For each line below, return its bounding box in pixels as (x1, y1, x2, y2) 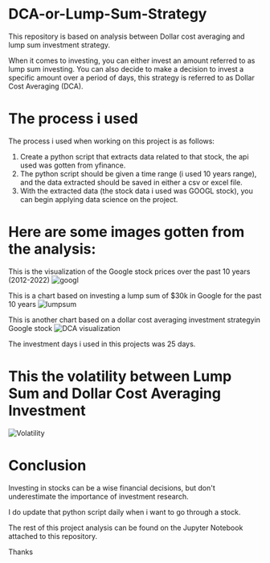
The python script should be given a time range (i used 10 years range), (19, 168, 257, 178)
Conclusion (8, 456, 87, 474)
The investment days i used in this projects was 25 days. (8, 339, 196, 349)
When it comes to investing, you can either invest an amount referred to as (8, 56, 256, 65)
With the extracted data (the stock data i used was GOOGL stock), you (19, 186, 253, 196)
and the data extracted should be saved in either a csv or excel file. (19, 177, 243, 187)
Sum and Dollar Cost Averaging (8, 384, 221, 403)
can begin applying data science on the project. (19, 194, 178, 204)
